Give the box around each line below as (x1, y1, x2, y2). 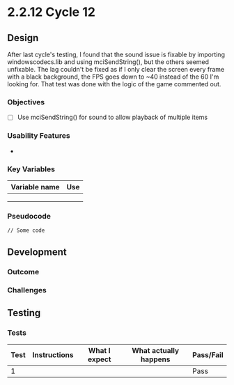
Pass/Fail (192, 350, 224, 360)
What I (88, 346, 111, 356)
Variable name (10, 182, 61, 191)
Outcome (7, 267, 40, 276)
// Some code (7, 227, 45, 234)
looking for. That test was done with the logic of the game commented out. (7, 80, 221, 88)
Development (7, 246, 68, 258)
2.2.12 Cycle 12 (7, 4, 96, 20)
